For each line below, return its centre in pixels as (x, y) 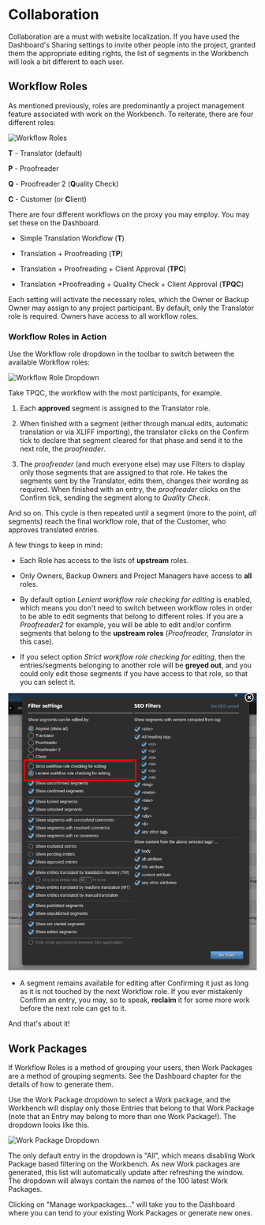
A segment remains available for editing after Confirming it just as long (134, 983)
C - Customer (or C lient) (47, 198)
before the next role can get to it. (73, 1008)
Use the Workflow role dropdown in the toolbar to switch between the (121, 354)
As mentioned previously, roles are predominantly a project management (126, 105)
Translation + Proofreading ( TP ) (71, 253)
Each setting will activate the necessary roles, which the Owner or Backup (129, 299)
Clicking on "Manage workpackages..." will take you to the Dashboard (121, 1204)
